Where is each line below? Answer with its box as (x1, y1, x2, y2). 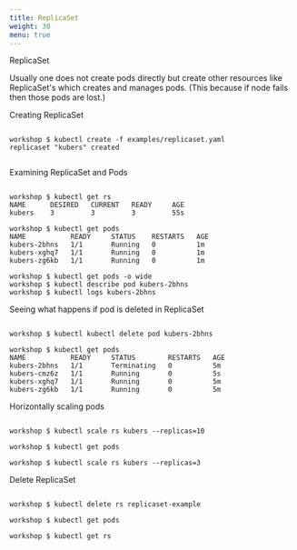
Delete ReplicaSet (9, 475, 76, 485)
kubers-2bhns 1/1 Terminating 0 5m (9, 361, 222, 371)
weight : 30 (9, 22, 51, 31)
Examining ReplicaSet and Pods (9, 167, 128, 178)
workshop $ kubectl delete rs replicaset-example (9, 500, 202, 509)
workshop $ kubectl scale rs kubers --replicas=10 (9, 426, 205, 436)
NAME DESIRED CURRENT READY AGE (9, 201, 184, 210)
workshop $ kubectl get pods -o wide (9, 272, 153, 282)
